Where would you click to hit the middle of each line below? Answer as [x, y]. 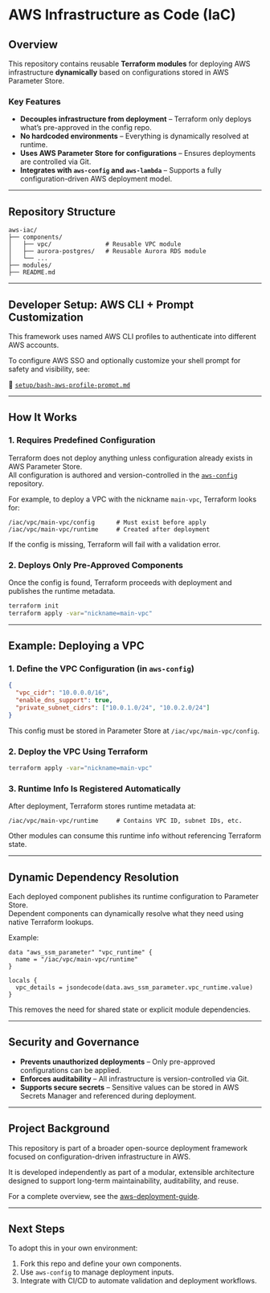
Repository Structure [62, 212]
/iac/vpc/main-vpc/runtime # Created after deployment [109, 529]
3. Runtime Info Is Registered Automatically [94, 788]
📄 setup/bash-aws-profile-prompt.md [70, 384]
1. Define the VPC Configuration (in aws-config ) [101, 669]
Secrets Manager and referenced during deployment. [108, 1095]
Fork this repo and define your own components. [101, 1264]
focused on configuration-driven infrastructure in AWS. [100, 1156]
